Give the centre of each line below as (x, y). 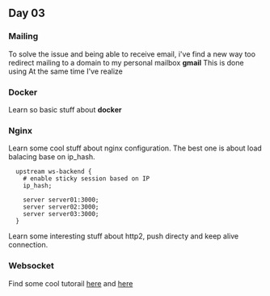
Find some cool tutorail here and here (71, 283)
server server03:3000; (61, 214)
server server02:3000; (61, 207)
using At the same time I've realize (65, 71)
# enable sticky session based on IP (86, 179)
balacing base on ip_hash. (52, 157)
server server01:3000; (61, 200)
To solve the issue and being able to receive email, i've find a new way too (132, 54)
